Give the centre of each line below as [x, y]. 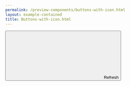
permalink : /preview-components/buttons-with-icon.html [65, 10]
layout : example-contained [34, 15]
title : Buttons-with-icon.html [38, 19]
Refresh [111, 78]
